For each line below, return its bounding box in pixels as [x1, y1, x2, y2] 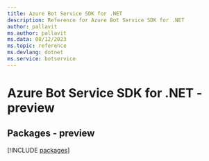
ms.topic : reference [7, 42, 67, 49]
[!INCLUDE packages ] [7, 146, 70, 154]
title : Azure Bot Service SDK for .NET [7, 10, 123, 17]
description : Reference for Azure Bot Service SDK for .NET [7, 17, 185, 24]
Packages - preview [7, 128, 95, 139]
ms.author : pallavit [7, 29, 67, 37]
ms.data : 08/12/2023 [7, 36, 67, 43]
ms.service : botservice [7, 56, 76, 62]
